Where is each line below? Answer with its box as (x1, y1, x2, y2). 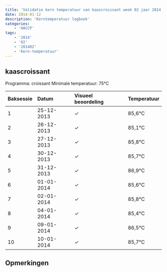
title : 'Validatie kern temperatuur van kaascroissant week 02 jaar (5, 7, 150, 12)
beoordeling (74, 98, 104, 105)
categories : (5, 21, 30, 26)
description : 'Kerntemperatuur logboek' (5, 16, 90, 21)
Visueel (74, 92, 93, 99)
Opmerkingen (5, 259, 49, 267)
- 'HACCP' (14, 26, 35, 31)
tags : (5, 30, 16, 35)
